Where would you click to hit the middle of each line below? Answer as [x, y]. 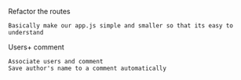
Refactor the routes [39, 11]
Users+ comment [36, 47]
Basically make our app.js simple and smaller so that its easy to [121, 26]
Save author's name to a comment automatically [88, 68]
